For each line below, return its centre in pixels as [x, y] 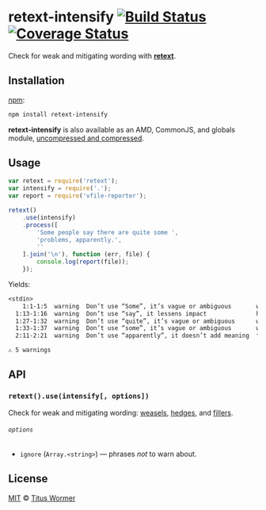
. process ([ [40, 225]
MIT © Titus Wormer [42, 498]
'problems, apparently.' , [80, 240]
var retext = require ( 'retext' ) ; [63, 181]
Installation [36, 81]
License [28, 479]
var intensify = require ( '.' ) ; [60, 189]
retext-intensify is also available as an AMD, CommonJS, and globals [122, 129]
